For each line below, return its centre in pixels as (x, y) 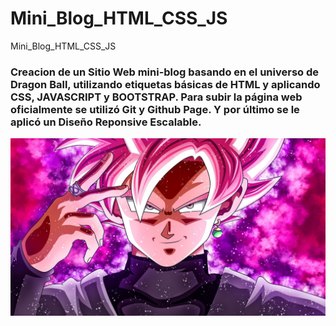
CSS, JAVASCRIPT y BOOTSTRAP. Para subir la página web (156, 97)
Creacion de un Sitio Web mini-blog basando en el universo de (165, 72)
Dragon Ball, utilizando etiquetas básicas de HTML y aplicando (165, 84)
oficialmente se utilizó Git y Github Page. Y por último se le (155, 109)
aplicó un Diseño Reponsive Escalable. (106, 122)
